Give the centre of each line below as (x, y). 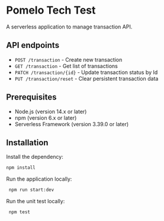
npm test (20, 212)
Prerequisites (31, 97)
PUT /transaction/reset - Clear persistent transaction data (86, 78)
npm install (21, 168)
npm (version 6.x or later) (46, 118)
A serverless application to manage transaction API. (69, 27)
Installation (27, 142)
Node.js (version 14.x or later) (51, 111)
